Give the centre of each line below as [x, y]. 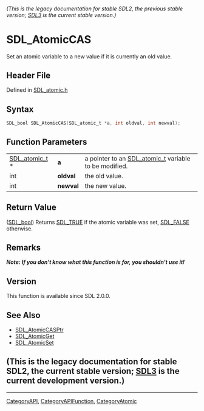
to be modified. [106, 166]
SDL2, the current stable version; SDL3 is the [93, 371]
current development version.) [66, 381]
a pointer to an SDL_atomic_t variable [138, 158]
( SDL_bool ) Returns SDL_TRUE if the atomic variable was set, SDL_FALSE [98, 222]
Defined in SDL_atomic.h [37, 90]
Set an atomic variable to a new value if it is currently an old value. [89, 56]
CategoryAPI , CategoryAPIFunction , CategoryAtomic [72, 401]
